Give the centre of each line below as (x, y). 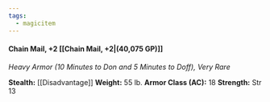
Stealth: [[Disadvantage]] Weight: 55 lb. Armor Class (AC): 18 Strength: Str (135, 82)
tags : (17, 16)
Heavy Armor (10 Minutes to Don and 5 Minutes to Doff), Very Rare (120, 67)
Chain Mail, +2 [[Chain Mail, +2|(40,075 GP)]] (86, 49)
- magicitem (36, 23)
